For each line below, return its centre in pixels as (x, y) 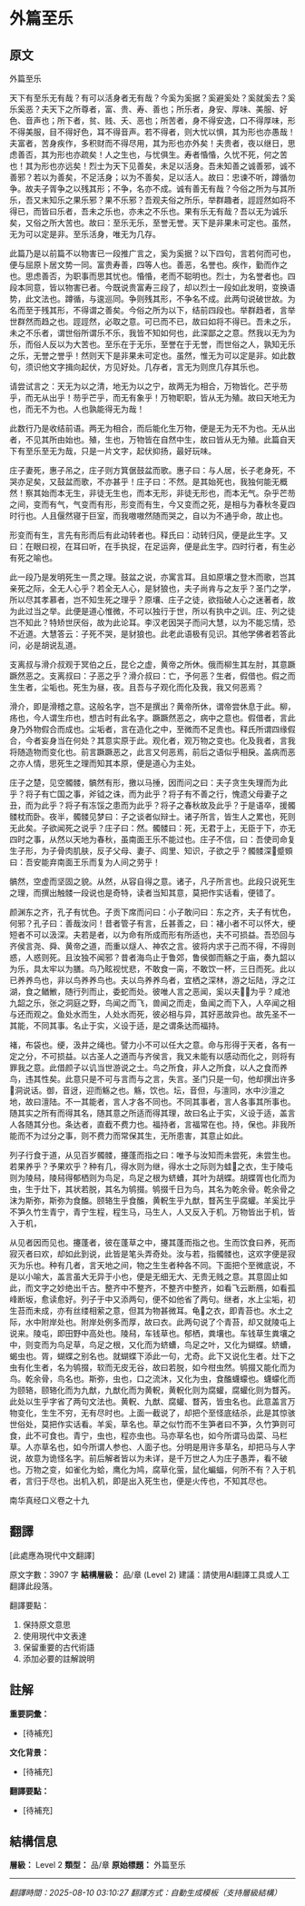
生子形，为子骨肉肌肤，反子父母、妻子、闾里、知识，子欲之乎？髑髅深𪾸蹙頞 (151, 851)
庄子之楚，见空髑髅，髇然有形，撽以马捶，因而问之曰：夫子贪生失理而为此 (148, 783)
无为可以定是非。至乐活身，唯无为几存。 (85, 234)
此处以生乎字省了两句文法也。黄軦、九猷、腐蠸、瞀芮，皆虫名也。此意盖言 (148, 1401)
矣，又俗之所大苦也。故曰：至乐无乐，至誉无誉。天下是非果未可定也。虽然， (152, 223)
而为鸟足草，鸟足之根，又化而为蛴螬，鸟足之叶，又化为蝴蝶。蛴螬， (168, 1345)
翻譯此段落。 (33, 1585)
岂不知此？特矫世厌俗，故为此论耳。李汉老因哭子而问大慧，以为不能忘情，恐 (152, 622)
